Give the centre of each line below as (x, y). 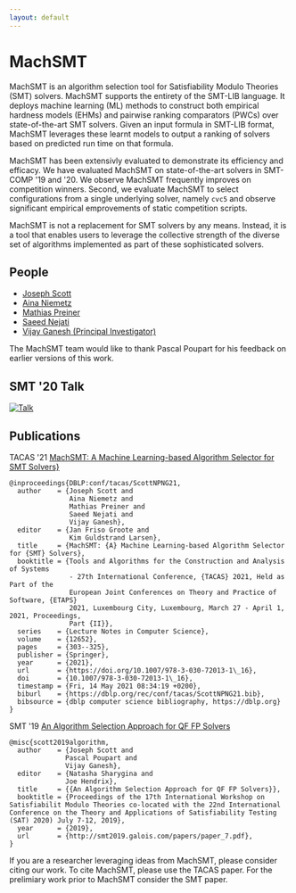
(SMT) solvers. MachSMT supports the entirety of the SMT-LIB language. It (147, 95)
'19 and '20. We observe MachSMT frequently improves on (143, 179)
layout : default (39, 17)
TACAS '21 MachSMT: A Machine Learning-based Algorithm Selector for (142, 457)
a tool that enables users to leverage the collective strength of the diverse (145, 235)
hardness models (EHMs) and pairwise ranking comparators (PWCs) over (144, 115)
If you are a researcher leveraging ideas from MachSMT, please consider (144, 860)
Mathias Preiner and (107, 507)
